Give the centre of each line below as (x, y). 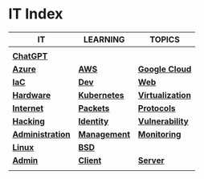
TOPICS (165, 39)
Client (90, 160)
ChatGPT (30, 55)
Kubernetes (101, 95)
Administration (41, 134)
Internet (28, 108)
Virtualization (164, 95)
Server (151, 160)
